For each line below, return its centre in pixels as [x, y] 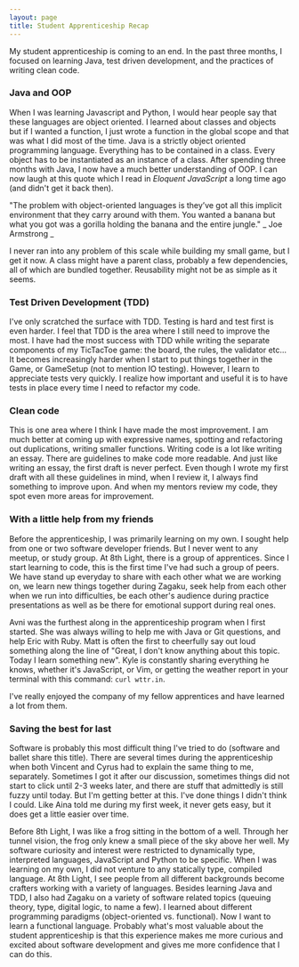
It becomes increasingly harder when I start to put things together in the [141, 359]
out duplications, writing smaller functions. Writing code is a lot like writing [145, 449]
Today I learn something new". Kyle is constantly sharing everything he [139, 660]
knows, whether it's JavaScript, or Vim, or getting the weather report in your [149, 669]
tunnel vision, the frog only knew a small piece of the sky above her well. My [149, 841]
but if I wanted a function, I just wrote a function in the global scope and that [149, 131]
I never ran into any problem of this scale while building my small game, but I [149, 251]
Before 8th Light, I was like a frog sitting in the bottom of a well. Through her [149, 831]
